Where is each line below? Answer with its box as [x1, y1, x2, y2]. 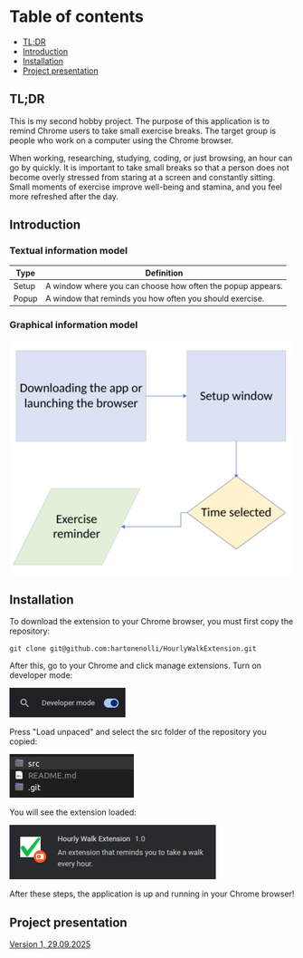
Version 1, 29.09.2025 [9, 939, 91, 950]
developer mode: [9, 670, 73, 681]
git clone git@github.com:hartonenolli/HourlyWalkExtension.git [9, 644, 257, 653]
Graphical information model [9, 318, 138, 331]
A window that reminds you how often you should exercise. [44, 293, 265, 305]
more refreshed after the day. [9, 190, 119, 201]
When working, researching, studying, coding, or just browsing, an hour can [9, 152, 293, 163]
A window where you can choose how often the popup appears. [44, 281, 283, 292]
